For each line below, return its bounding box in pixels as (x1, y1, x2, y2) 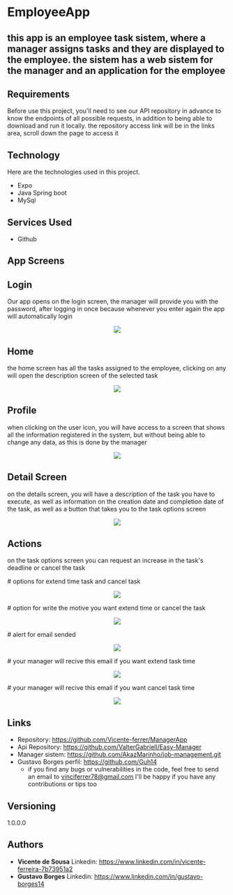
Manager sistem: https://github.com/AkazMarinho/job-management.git (17, 751, 221, 759)
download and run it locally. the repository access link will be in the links (7, 121, 215, 130)
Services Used (7, 216, 72, 228)
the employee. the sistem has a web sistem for (7, 54, 213, 66)
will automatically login (7, 312, 73, 321)
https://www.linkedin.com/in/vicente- (98, 857, 206, 866)
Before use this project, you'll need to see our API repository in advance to (7, 107, 222, 115)
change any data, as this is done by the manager (7, 437, 147, 446)
